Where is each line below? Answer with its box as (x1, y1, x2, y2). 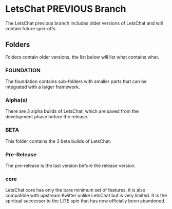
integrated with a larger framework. (5, 84, 81, 90)
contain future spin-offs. (5, 25, 57, 31)
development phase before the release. (5, 114, 89, 120)
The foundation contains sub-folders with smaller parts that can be (5, 78, 147, 85)
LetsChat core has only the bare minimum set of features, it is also (5, 187, 146, 193)
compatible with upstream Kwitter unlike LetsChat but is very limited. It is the (5, 193, 167, 199)
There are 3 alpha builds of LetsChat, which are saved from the (5, 108, 139, 114)
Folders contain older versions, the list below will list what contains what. (5, 54, 160, 60)
